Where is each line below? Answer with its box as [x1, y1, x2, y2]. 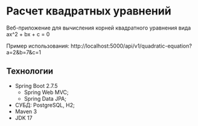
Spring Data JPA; [24, 95, 66, 102]
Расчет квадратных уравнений [6, 4, 171, 18]
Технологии [6, 66, 53, 77]
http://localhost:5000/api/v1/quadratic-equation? [70, 42, 192, 49]
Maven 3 [14, 107, 37, 115]
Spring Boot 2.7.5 [14, 82, 59, 89]
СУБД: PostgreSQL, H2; [14, 101, 75, 109]
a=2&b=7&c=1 [6, 48, 41, 55]
